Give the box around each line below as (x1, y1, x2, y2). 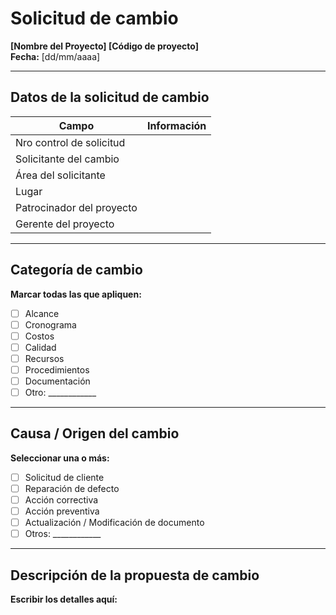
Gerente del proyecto (15, 217, 115, 231)
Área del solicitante (15, 168, 106, 182)
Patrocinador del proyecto (15, 200, 138, 214)
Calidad (24, 341, 57, 353)
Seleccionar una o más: (10, 452, 110, 464)
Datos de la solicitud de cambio (10, 89, 210, 106)
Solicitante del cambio (15, 152, 120, 166)
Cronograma (24, 318, 77, 331)
